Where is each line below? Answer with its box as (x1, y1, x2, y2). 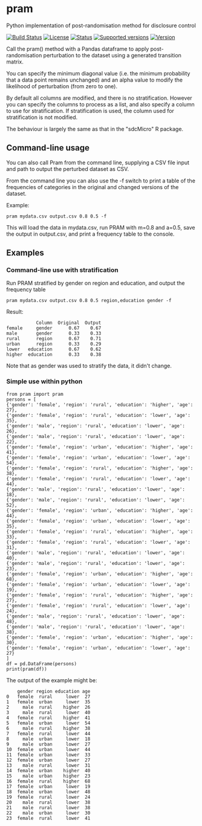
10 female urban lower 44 (6, 746, 91, 752)
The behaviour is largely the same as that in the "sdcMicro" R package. (6, 125, 183, 132)
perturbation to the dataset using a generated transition (43, 51, 181, 59)
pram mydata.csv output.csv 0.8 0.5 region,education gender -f (6, 298, 172, 304)
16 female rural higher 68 (6, 778, 91, 784)
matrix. (6, 58, 24, 65)
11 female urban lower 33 (6, 752, 91, 758)
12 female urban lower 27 (6, 757, 91, 763)
